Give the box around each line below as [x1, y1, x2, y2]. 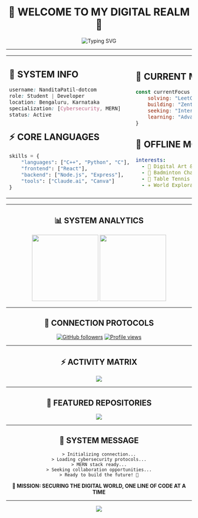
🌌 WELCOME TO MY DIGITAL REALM [8, 5, 190, 19]
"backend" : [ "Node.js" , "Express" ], [21, 171, 124, 178]
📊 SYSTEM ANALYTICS [54, 216, 144, 226]
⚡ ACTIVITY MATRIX [61, 357, 137, 367]
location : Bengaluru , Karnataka [9, 99, 100, 105]
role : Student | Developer [9, 93, 85, 100]
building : [147, 101, 175, 108]
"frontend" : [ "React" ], [21, 165, 88, 171]
